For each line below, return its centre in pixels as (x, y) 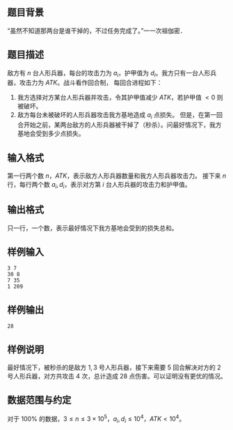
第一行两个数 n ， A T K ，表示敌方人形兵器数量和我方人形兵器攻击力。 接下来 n (117, 176)
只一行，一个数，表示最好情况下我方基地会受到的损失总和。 (93, 228)
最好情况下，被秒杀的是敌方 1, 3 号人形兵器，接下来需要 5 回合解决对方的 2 (114, 367)
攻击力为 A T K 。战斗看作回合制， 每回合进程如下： (91, 83)
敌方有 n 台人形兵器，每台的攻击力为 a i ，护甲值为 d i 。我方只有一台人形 (109, 74)
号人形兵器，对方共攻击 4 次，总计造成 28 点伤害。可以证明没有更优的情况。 (117, 376)
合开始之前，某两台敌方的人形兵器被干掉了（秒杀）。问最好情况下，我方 (119, 125)
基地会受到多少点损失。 (51, 134)
